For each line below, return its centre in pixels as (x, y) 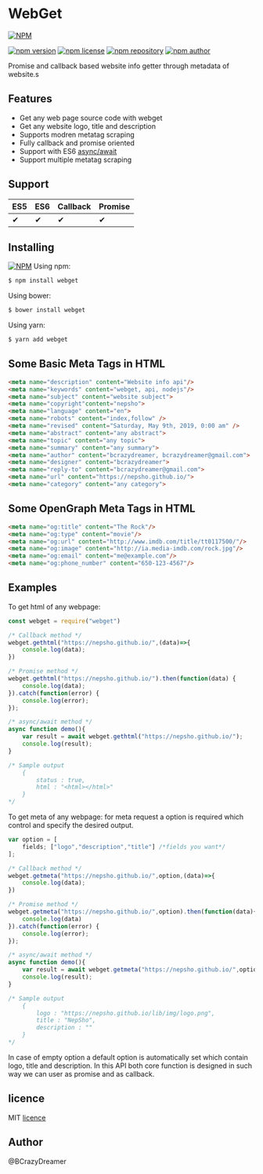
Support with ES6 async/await (68, 151)
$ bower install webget (47, 310)
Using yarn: (27, 325)
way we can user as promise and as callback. (81, 1073)
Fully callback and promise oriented (77, 143)
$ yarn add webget (38, 340)
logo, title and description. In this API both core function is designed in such (130, 1066)
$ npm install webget (43, 281)
